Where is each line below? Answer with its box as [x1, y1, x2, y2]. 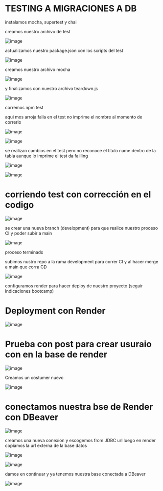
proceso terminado [5, 249, 44, 255]
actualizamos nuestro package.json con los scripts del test [5, 47, 124, 53]
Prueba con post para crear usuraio [5, 339, 152, 350]
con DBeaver [5, 412, 59, 422]
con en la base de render [5, 349, 108, 360]
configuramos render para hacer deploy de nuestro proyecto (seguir [5, 282, 143, 289]
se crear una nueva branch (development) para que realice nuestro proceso [5, 225, 158, 231]
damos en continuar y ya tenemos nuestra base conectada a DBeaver [5, 471, 146, 477]
